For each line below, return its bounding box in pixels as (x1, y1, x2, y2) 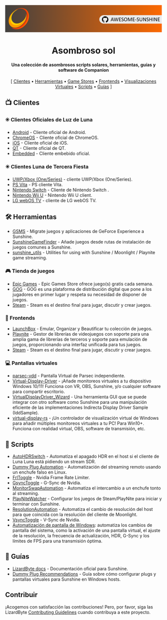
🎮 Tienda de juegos (5, 267, 55, 274)
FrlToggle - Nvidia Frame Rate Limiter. (12, 475, 90, 480)
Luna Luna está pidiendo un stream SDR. (12, 459, 96, 465)
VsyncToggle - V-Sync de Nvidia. (12, 517, 81, 522)
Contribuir (5, 591, 38, 599)
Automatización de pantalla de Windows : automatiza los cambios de (12, 522, 153, 528)
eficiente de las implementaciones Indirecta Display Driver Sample (12, 404, 148, 410)
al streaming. (12, 491, 39, 496)
